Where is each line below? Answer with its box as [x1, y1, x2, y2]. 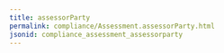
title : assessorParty [9, 13, 91, 22]
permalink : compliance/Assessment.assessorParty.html [9, 22, 216, 31]
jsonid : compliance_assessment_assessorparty [9, 30, 183, 39]
